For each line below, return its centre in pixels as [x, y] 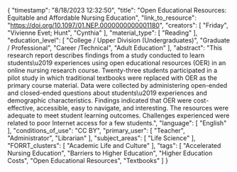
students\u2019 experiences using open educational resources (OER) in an [117, 63]
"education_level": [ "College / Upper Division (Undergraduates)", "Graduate [119, 40]
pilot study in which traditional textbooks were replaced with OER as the [112, 78]
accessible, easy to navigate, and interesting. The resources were [133, 108]
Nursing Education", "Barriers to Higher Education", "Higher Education [110, 153]
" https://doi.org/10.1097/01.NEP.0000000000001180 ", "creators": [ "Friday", [118, 25]
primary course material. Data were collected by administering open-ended [117, 85]
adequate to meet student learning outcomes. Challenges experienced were [118, 115]
